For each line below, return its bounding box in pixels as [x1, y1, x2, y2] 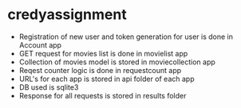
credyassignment [7, 6, 127, 24]
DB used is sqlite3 [18, 82, 79, 92]
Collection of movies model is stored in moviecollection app [18, 57, 216, 67]
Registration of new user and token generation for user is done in [18, 32, 233, 41]
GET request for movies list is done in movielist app [18, 48, 188, 58]
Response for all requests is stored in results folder [18, 91, 187, 100]
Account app [18, 40, 61, 49]
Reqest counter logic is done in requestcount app [18, 65, 182, 75]
